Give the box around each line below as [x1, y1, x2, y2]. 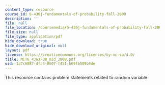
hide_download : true [5, 39, 48, 44]
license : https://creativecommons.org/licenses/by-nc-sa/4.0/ [5, 52, 135, 57]
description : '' [5, 16, 38, 21]
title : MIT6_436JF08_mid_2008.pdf [5, 57, 76, 62]
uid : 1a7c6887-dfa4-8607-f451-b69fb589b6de [5, 61, 96, 66]
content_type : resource [5, 7, 54, 12]
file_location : [5, 25, 36, 30]
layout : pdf [5, 48, 29, 52]
